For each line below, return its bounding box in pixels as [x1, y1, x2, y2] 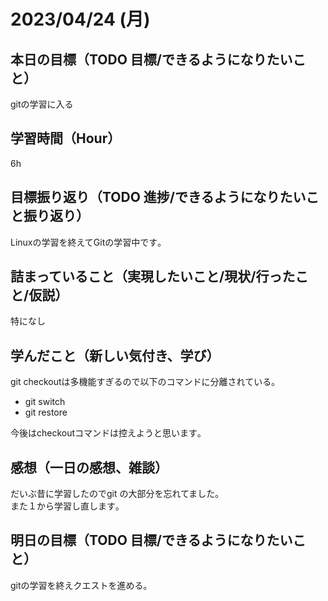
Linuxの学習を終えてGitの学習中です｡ [10, 236, 163, 248]
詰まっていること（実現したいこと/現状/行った [10, 268, 296, 285]
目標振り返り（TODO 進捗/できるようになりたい [10, 189, 307, 206]
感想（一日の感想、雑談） [10, 459, 168, 476]
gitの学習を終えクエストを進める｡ [10, 579, 148, 591]
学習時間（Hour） [10, 130, 122, 147]
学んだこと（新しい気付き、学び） [10, 347, 220, 364]
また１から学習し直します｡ [10, 500, 120, 512]
